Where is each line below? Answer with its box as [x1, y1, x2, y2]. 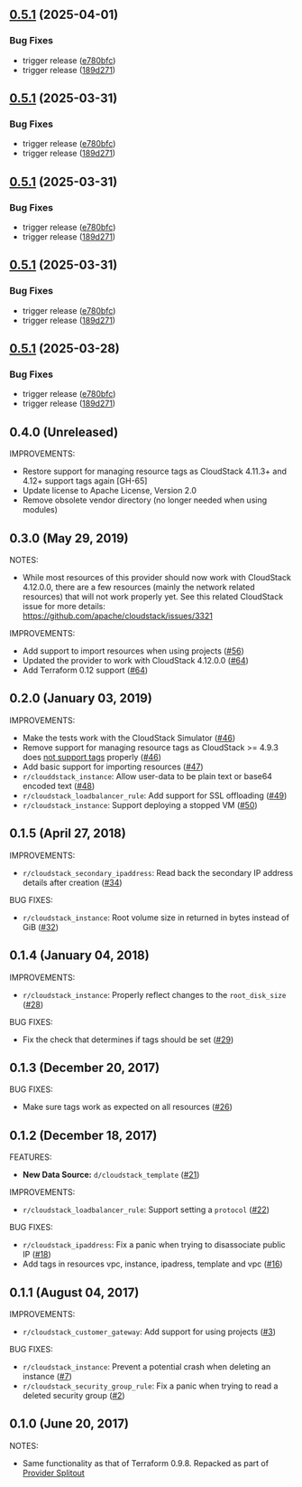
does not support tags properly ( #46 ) [22, 751, 162, 762]
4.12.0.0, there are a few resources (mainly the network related [22, 582, 255, 593]
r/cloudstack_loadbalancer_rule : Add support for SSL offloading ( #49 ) [22, 790, 288, 801]
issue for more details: [22, 601, 105, 612]
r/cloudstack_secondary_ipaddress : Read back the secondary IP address [22, 867, 294, 878]
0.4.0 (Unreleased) [9, 424, 119, 439]
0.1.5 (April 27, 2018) [9, 826, 126, 842]
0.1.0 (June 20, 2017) [9, 1416, 129, 1432]
